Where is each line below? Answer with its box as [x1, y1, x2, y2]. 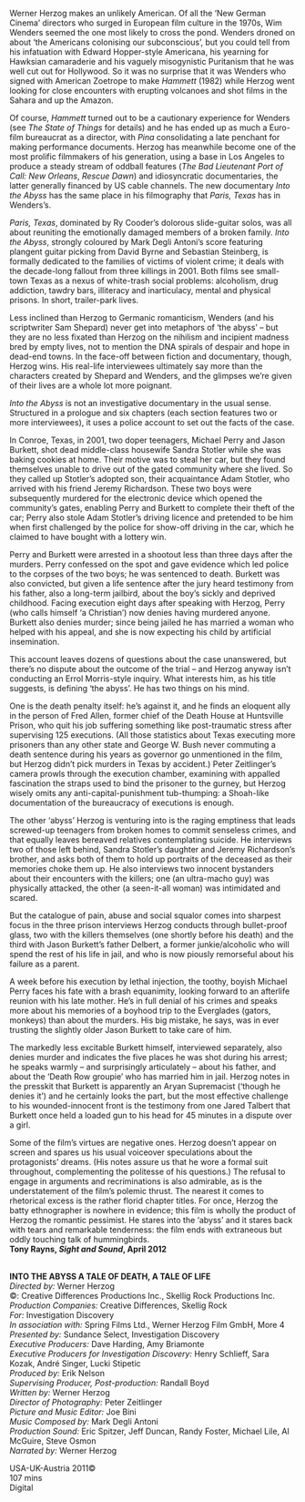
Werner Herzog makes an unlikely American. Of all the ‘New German [9, 8, 267, 18]
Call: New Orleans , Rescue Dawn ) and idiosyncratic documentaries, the [9, 170, 279, 181]
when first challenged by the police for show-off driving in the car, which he [9, 522, 294, 532]
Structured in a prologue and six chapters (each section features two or [9, 407, 278, 418]
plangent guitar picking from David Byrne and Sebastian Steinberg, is [9, 246, 269, 257]
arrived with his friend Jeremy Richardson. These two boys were [9, 483, 252, 494]
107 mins [9, 1473, 43, 1483]
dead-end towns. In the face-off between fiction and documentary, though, [9, 351, 292, 362]
